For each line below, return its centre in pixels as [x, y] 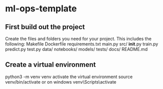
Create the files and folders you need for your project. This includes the [78, 39]
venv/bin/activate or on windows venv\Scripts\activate [61, 82]
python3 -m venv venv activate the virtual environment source [69, 77]
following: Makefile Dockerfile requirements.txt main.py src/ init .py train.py [82, 44]
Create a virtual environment [50, 65]
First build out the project [45, 27]
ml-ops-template [41, 9]
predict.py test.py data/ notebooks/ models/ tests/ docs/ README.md [77, 49]
